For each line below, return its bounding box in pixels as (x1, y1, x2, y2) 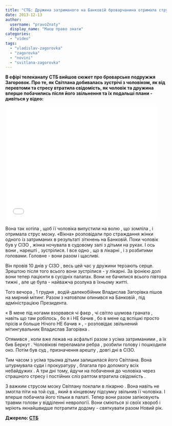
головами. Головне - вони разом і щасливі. (5, 253, 100, 259)
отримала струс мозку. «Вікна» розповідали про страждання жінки (5, 231, 154, 237)
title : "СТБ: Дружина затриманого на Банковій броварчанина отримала (5, 7, 157, 13)
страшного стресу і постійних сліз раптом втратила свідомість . (5, 373, 146, 379)
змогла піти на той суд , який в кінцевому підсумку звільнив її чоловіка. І (5, 389, 165, 395)
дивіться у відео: (5, 96, 44, 102)
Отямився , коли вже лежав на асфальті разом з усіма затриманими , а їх (5, 336, 166, 342)
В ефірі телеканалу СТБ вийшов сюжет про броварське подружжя (5, 74, 156, 80)
